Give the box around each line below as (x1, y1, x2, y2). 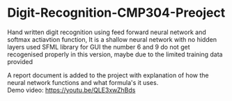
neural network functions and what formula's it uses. (7, 78, 159, 86)
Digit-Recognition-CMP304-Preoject (7, 5, 226, 21)
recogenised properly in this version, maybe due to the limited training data (7, 50, 223, 59)
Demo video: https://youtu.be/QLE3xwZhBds (7, 86, 136, 94)
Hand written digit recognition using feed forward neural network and (7, 28, 207, 36)
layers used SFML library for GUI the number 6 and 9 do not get (7, 42, 190, 51)
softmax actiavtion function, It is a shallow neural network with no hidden (7, 35, 217, 43)
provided (7, 57, 33, 65)
